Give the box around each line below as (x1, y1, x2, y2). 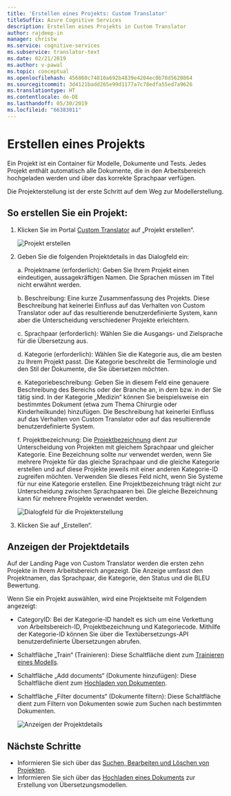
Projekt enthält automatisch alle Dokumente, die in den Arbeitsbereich (7, 167, 205, 175)
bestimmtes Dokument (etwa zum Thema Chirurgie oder (17, 400, 177, 408)
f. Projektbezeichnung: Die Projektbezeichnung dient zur (17, 435, 178, 444)
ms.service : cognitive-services (7, 42, 100, 49)
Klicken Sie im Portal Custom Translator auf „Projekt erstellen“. (17, 225, 194, 234)
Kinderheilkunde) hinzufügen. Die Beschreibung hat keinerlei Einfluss (17, 407, 214, 415)
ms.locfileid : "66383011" (7, 106, 81, 113)
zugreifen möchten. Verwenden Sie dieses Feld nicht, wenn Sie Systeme (17, 472, 223, 480)
